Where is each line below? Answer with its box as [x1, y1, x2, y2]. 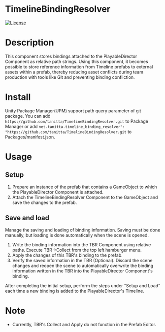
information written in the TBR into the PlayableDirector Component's [12, 267, 153, 274]
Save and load [5, 214, 49, 222]
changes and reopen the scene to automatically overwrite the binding [12, 263, 154, 268]
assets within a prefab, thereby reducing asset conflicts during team [5, 69, 144, 75]
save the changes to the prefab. [12, 199, 77, 205]
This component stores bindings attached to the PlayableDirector [5, 53, 137, 59]
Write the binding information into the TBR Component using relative [12, 241, 151, 247]
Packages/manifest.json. [5, 134, 55, 140]
